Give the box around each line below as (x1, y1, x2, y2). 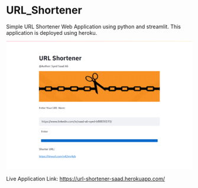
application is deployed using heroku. (6, 29, 98, 36)
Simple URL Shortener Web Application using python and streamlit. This (6, 23, 181, 30)
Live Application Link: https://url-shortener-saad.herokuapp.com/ (6, 175, 165, 182)
